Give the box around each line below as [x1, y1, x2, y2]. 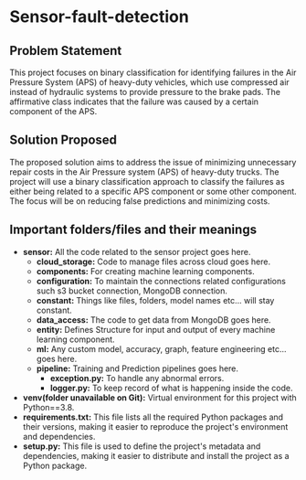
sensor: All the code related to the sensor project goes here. [22, 246, 251, 257]
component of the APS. [9, 106, 98, 116]
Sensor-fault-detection [9, 6, 189, 27]
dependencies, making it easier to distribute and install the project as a [22, 450, 290, 461]
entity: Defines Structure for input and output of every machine [36, 324, 276, 335]
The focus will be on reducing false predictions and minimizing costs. [9, 195, 270, 207]
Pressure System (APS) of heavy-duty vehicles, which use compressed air [9, 77, 290, 88]
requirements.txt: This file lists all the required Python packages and [22, 411, 284, 422]
